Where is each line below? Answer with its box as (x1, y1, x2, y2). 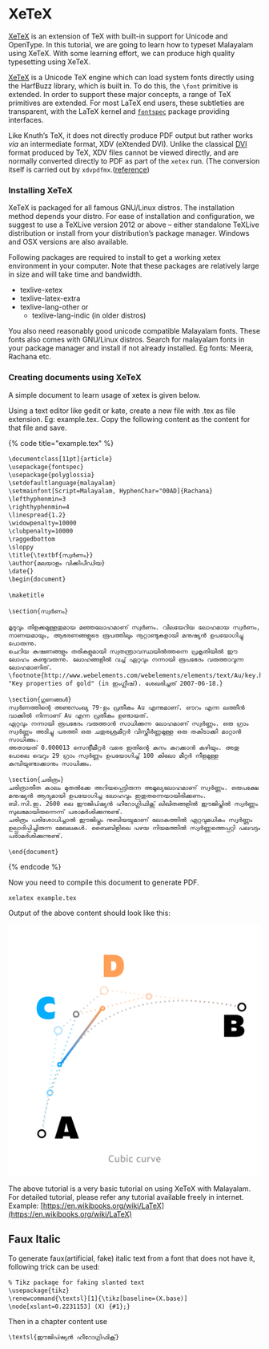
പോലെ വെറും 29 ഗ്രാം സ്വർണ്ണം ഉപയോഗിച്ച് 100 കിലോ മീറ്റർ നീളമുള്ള (8, 751, 219, 760)
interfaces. (8, 115, 44, 124)
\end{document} (8, 848, 59, 856)
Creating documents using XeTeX (8, 372, 142, 383)
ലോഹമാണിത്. (8, 663, 53, 671)
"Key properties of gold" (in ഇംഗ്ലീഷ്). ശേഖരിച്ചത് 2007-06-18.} (8, 679, 223, 687)
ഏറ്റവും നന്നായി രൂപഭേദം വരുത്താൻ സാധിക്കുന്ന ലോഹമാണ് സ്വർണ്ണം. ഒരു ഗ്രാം (8, 719, 249, 727)
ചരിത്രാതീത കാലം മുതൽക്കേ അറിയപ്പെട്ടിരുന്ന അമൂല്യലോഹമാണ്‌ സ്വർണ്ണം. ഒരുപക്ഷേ (8, 784, 259, 792)
